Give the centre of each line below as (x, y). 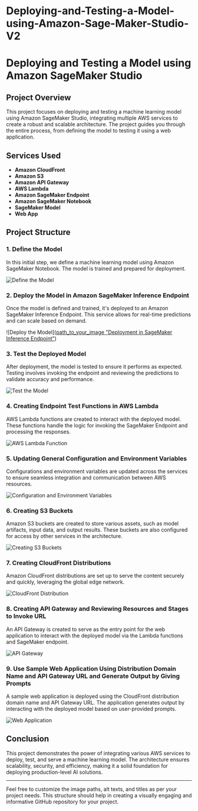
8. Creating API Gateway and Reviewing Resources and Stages (98, 609)
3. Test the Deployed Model (46, 353)
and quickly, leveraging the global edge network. (65, 582)
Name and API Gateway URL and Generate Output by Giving (93, 676)
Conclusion (28, 739)
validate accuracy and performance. (50, 379)
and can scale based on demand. (47, 320)
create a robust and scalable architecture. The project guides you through (96, 124)
